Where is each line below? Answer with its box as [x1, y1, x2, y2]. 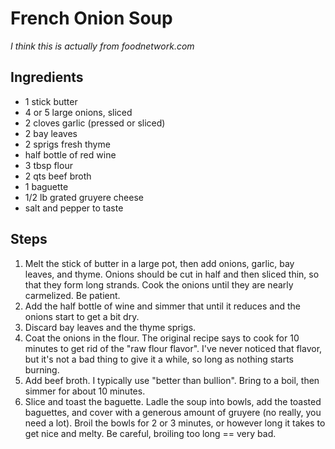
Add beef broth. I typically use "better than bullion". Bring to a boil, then [24, 374, 320, 386]
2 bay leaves [24, 127, 78, 139]
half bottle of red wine [24, 148, 117, 161]
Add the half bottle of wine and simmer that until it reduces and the [24, 300, 302, 312]
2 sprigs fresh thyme [24, 138, 111, 150]
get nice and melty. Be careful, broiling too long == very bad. [24, 427, 277, 439]
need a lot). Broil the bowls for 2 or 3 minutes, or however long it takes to [24, 417, 326, 429]
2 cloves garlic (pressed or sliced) [24, 117, 166, 129]
